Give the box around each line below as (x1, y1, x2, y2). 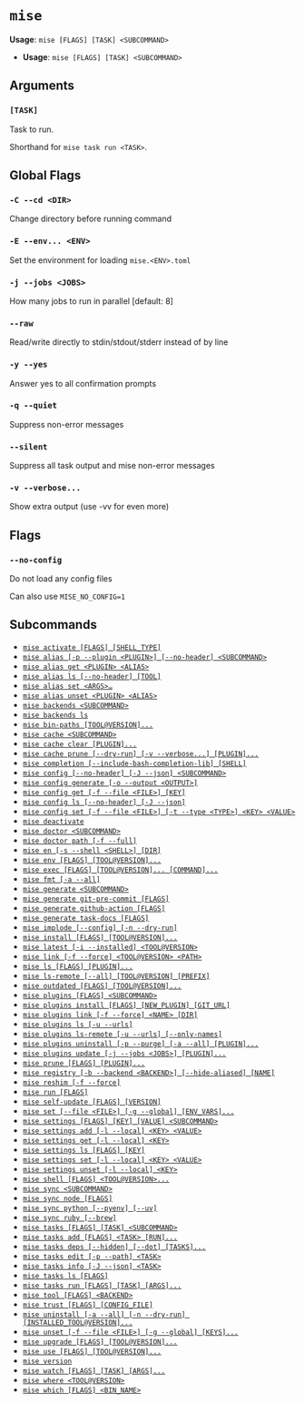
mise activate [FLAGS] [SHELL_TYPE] (22, 642, 162, 652)
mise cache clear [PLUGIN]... (22, 740, 138, 749)
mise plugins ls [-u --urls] (22, 1020, 133, 1029)
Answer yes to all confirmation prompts (9, 378, 157, 389)
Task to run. (9, 124, 54, 135)
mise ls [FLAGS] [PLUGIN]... (22, 962, 133, 971)
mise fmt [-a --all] (22, 874, 101, 884)
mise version (22, 1357, 73, 1366)
